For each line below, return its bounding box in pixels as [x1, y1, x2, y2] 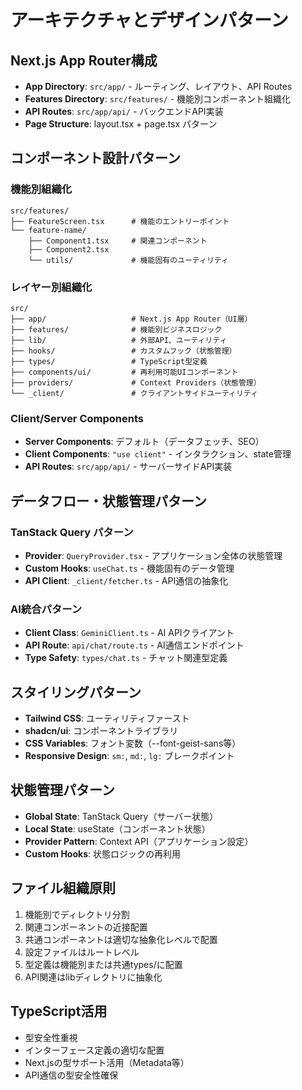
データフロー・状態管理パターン [10, 492, 207, 510]
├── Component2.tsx [28, 244, 110, 255]
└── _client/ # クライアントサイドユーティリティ [10, 388, 258, 398]
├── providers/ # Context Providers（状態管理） [10, 377, 262, 388]
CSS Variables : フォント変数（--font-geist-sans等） [24, 737, 242, 750]
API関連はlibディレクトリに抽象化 [24, 971, 163, 983]
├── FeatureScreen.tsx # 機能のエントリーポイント [10, 216, 230, 226]
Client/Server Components [10, 411, 144, 425]
